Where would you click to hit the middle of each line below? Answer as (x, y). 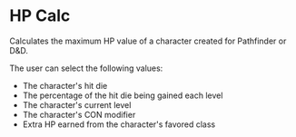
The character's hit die (65, 85)
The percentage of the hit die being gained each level (123, 95)
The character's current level (77, 104)
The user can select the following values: (86, 68)
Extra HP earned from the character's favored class (119, 124)
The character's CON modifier (79, 114)
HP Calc (40, 16)
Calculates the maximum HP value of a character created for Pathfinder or (148, 41)
